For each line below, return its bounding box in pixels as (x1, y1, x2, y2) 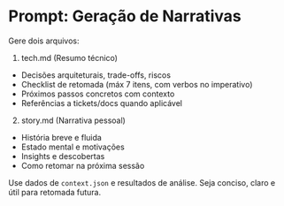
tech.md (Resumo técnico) (20, 52, 119, 63)
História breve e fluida (20, 132, 103, 142)
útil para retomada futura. (8, 187, 102, 197)
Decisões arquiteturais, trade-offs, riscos (20, 69, 172, 80)
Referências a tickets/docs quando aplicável (20, 97, 183, 108)
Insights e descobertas (20, 150, 105, 161)
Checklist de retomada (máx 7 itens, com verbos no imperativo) (20, 79, 253, 89)
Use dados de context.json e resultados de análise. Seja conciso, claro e (8, 177, 276, 187)
